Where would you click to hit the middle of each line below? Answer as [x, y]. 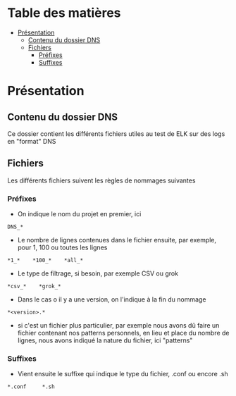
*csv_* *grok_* [34, 287]
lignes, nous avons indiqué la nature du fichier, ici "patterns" [105, 340]
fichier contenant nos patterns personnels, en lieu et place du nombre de [123, 333]
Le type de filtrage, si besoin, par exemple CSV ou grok [98, 273]
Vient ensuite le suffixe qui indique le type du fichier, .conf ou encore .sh [123, 374]
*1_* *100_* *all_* [45, 261]
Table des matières [64, 13]
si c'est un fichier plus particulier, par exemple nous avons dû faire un [118, 326]
